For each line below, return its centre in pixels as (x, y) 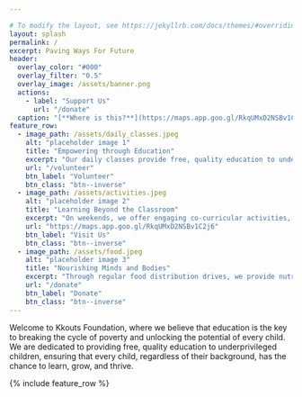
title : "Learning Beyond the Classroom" (102, 210)
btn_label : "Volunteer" (70, 176)
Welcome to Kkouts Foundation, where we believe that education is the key (148, 327)
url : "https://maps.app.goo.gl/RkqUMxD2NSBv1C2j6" (122, 226)
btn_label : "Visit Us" (68, 235)
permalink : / (34, 42)
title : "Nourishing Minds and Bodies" (98, 268)
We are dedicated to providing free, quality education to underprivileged (143, 347)
